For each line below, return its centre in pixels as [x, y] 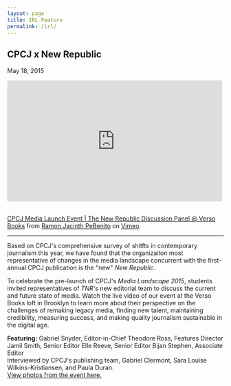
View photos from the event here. [54, 375]
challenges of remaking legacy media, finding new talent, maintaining [106, 310]
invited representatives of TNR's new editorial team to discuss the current [112, 288]
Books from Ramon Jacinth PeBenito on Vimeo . [74, 226]
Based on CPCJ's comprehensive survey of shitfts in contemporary [102, 246]
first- [214, 261]
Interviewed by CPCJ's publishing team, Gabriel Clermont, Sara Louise [107, 360]
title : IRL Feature [35, 20]
